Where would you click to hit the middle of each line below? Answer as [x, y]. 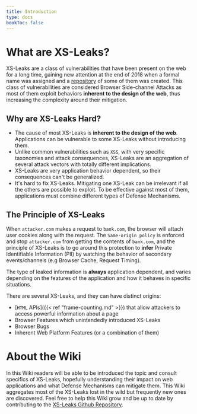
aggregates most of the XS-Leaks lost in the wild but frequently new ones [96, 391]
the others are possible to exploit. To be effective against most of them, [102, 190]
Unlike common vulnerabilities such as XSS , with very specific [90, 152]
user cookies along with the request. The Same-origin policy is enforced [95, 235]
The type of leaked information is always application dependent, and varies [99, 272]
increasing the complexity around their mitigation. [67, 100]
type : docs [20, 17]
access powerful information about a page [66, 313]
